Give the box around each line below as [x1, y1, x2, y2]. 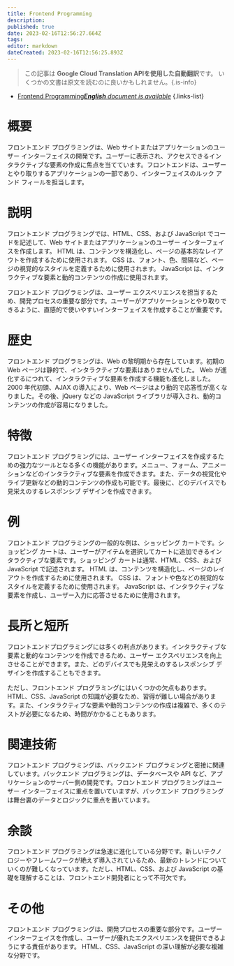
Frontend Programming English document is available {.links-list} [17, 92, 205, 100]
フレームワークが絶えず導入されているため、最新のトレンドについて [31, 856, 227, 865]
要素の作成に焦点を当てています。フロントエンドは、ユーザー [50, 160, 227, 168]
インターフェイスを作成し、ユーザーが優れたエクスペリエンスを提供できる [7, 934, 220, 942]
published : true [7, 23, 54, 30]
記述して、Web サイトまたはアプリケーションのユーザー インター [19, 238, 207, 247]
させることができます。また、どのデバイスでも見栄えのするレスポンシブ [7, 659, 215, 668]
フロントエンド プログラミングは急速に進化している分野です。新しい [7, 847, 205, 856]
